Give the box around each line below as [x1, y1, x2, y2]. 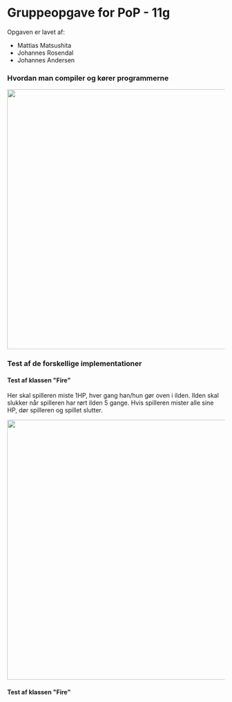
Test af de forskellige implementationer [7, 359, 142, 369]
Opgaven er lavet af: [7, 28, 66, 36]
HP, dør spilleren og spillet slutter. [7, 406, 104, 414]
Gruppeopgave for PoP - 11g [7, 5, 171, 21]
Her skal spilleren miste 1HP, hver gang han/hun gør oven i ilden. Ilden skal [7, 392, 220, 400]
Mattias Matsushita [17, 41, 72, 49]
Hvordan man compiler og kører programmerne [7, 73, 169, 82]
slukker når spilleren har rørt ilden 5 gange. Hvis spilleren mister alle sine [7, 398, 214, 407]
